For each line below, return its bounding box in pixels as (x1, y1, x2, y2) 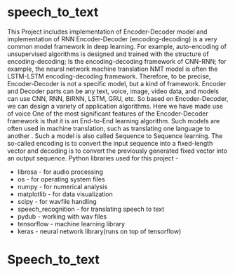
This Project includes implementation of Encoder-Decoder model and (7, 27, 208, 36)
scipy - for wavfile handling (17, 197, 97, 205)
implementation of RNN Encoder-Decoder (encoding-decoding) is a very (7, 34, 217, 43)
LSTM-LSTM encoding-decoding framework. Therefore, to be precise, (7, 71, 211, 81)
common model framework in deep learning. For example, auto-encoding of (7, 42, 227, 50)
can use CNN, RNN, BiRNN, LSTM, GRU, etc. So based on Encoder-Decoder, (7, 94, 229, 102)
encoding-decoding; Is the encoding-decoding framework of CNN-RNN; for (7, 57, 227, 65)
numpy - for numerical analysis (17, 182, 108, 191)
